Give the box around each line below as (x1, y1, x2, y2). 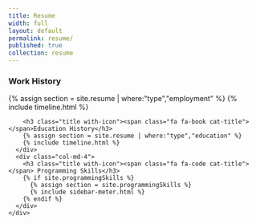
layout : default (8, 26, 63, 35)
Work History (8, 75, 62, 87)
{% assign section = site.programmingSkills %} (29, 181, 193, 189)
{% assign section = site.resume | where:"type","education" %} (22, 132, 242, 141)
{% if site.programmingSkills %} (22, 174, 135, 182)
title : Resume (8, 11, 56, 20)
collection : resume (8, 49, 74, 57)
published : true (8, 42, 63, 50)
